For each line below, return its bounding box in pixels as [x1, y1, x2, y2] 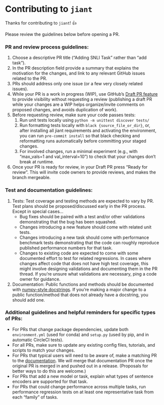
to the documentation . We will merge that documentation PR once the [12, 357, 153, 363]
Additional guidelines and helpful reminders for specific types [5, 309, 156, 316]
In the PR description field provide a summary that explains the [12, 65, 139, 71]
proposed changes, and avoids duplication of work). [12, 107, 118, 113]
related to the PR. [12, 76, 47, 81]
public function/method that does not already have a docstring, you [12, 292, 148, 298]
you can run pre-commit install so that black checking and [19, 133, 140, 139]
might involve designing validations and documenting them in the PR [19, 266, 158, 272]
